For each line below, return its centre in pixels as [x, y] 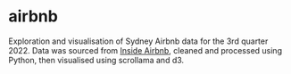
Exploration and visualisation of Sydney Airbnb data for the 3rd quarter [138, 41]
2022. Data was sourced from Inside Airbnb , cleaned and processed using [145, 50]
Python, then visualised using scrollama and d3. [96, 60]
